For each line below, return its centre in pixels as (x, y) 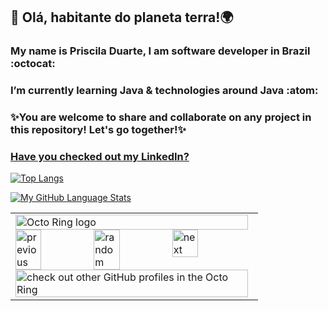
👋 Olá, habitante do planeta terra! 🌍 (122, 17)
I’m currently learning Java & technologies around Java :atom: (164, 91)
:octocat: (33, 64)
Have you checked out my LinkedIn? (100, 157)
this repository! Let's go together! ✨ (98, 130)
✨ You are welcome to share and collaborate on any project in (161, 117)
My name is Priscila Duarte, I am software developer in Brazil (160, 51)
